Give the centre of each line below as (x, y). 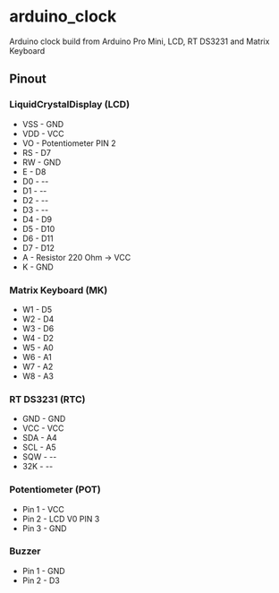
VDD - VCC (43, 133)
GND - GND (44, 419)
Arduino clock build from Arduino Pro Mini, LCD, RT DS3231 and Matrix (139, 41)
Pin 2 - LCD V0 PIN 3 (61, 519)
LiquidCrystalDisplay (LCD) (70, 105)
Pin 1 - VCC (43, 509)
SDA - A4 (40, 438)
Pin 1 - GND (43, 571)
